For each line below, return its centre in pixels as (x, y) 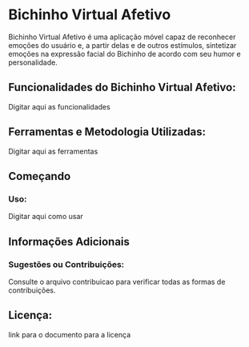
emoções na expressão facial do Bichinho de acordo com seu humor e (125, 54)
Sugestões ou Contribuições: (66, 264)
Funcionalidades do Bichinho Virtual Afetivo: (122, 88)
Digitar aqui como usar (46, 217)
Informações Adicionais (69, 241)
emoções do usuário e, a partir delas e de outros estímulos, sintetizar (122, 45)
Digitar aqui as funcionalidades (59, 106)
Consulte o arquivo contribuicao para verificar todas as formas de (117, 281)
